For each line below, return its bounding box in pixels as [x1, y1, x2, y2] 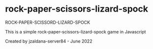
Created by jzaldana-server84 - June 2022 [5, 38, 92, 44]
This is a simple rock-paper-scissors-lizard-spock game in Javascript [5, 29, 146, 34]
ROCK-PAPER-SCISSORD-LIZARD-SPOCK [5, 19, 90, 25]
